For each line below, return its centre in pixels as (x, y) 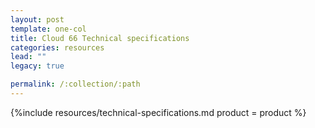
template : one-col (48, 29)
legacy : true (37, 66)
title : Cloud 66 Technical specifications (100, 38)
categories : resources (57, 47)
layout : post (37, 19)
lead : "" (28, 57)
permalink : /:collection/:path (75, 84)
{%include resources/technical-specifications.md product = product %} (158, 112)
